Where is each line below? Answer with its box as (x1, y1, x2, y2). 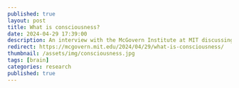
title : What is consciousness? (7, 23, 100, 31)
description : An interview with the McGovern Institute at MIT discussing (7, 37, 234, 44)
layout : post (7, 17, 46, 24)
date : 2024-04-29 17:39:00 (7, 30, 87, 38)
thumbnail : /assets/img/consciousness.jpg (7, 50, 135, 57)
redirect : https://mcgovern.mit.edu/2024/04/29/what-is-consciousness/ (7, 43, 224, 50)
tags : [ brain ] (7, 57, 50, 64)
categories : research (7, 63, 72, 70)
